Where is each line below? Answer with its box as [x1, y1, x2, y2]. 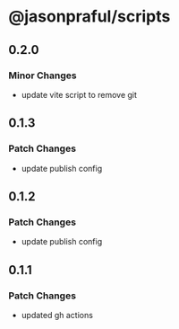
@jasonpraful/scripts [8, 6, 171, 27]
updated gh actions [21, 309, 93, 320]
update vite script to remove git [21, 89, 138, 100]
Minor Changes [8, 69, 77, 82]
